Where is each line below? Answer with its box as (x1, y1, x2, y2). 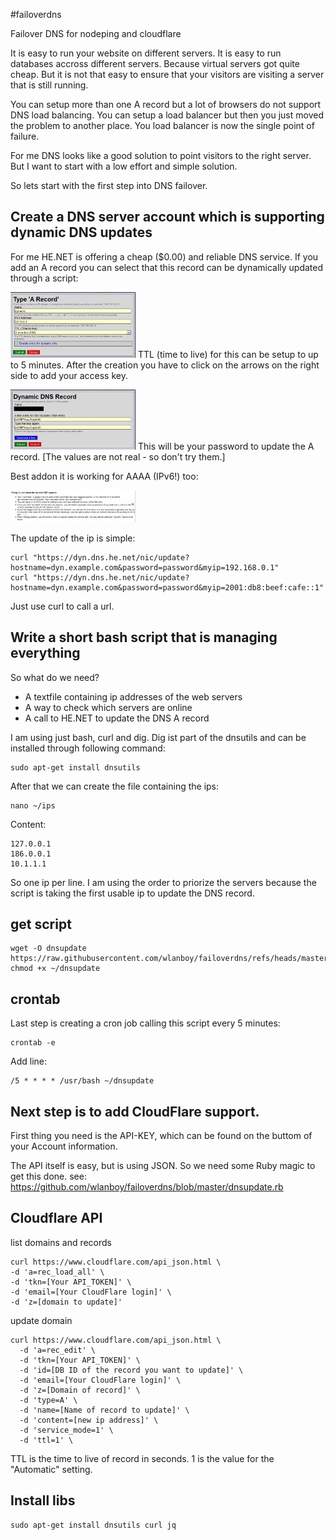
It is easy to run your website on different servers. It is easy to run (10, 47, 282, 59)
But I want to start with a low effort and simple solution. (10, 160, 238, 172)
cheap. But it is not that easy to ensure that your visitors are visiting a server (10, 69, 325, 80)
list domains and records (10, 1236, 113, 1248)
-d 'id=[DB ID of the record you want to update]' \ (19, 1365, 244, 1375)
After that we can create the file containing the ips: (10, 780, 220, 792)
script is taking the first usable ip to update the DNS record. (10, 887, 255, 899)
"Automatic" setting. (10, 1463, 93, 1475)
